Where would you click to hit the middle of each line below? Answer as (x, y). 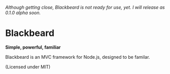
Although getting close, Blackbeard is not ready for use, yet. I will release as (85, 7)
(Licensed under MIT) (28, 67)
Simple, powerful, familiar (33, 47)
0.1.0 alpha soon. (23, 13)
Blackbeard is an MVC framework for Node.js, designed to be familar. (78, 57)
